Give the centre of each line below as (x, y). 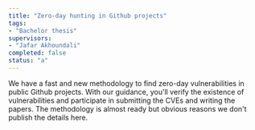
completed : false (37, 53)
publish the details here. (48, 117)
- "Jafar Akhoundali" (45, 46)
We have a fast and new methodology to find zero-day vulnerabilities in (127, 83)
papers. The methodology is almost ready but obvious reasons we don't (127, 108)
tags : (17, 23)
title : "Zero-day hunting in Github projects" (88, 16)
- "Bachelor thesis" (43, 30)
